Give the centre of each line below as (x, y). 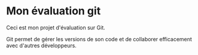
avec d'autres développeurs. (41, 45)
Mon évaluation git (54, 11)
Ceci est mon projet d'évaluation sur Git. (56, 27)
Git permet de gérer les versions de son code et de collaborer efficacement (99, 39)
